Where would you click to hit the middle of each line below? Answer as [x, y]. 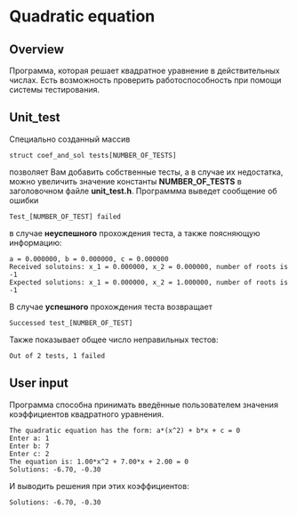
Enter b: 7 [29, 446]
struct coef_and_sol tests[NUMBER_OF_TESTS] [93, 155]
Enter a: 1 [29, 438]
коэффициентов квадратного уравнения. [87, 414]
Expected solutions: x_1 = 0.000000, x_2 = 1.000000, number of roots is [149, 282]
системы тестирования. [55, 90]
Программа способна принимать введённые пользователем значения [144, 405]
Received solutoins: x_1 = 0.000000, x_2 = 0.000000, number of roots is [149, 266]
